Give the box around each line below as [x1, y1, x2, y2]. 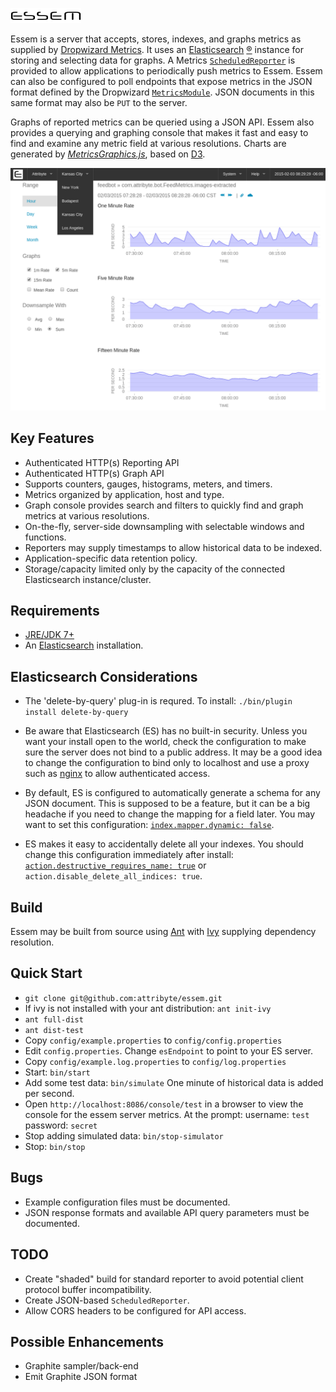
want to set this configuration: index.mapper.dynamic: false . [24, 819, 275, 831]
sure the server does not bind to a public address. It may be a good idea [24, 746, 323, 758]
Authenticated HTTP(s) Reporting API [24, 456, 180, 468]
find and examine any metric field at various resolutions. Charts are [10, 138, 287, 149]
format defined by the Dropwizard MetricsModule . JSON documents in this [10, 86, 315, 98]
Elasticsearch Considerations [10, 668, 198, 685]
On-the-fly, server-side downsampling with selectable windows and [24, 520, 305, 532]
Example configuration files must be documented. [24, 1196, 231, 1208]
